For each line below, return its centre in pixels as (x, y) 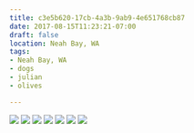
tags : (20, 52)
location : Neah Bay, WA (55, 43)
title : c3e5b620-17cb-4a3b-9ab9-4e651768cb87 (97, 18)
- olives (26, 86)
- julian (26, 77)
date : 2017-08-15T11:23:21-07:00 (73, 26)
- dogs (22, 69)
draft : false (34, 35)
